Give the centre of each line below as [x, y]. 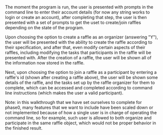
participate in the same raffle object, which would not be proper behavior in [81, 123]
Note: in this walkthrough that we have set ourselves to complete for [73, 102]
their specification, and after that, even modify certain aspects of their [75, 47]
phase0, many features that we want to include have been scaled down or [79, 107]
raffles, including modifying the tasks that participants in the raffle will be [78, 52]
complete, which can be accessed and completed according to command [79, 88]
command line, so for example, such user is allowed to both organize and [78, 118]
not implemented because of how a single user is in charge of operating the [81, 113]
